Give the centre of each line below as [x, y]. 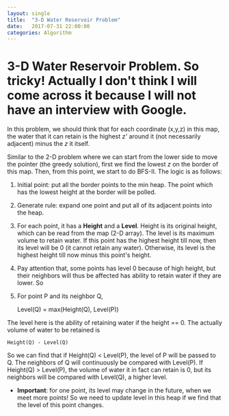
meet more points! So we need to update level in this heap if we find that [119, 397]
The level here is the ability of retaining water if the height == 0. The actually [114, 323]
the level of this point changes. [60, 405]
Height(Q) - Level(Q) [38, 343]
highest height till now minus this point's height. [84, 255]
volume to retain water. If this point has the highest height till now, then [117, 241]
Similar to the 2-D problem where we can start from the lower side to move [112, 157]
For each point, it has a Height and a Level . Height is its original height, [117, 226]
